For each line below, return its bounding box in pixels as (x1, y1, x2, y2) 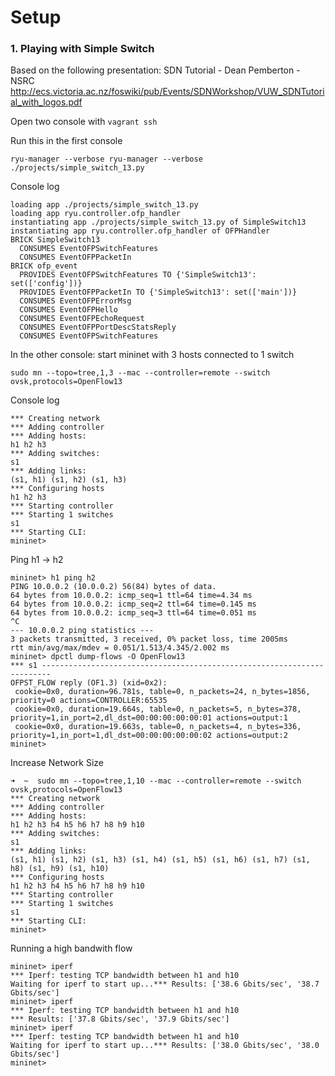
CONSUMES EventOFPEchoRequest (19, 314, 145, 324)
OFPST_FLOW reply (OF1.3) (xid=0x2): (10, 678, 168, 688)
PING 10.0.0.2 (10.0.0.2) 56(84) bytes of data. (10, 582, 217, 592)
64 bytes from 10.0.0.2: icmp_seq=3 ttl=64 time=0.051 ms (10, 608, 257, 618)
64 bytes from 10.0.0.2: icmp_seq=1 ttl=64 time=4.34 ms (10, 591, 253, 601)
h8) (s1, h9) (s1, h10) (10, 864, 110, 874)
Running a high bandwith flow (10, 942, 133, 955)
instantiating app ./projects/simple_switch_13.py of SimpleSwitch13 (10, 217, 307, 228)
